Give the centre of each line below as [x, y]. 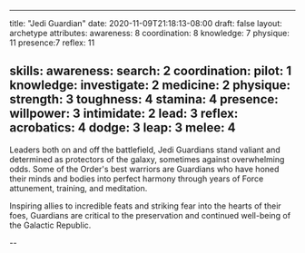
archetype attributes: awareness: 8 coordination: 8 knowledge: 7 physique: [150, 33]
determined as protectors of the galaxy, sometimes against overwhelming [147, 159]
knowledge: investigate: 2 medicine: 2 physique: [150, 86]
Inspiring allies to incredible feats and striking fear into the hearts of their [145, 206]
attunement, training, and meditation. [79, 188]
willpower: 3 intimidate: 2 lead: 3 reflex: [124, 114]
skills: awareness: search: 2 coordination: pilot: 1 [151, 71]
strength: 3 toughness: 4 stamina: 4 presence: [144, 99]
